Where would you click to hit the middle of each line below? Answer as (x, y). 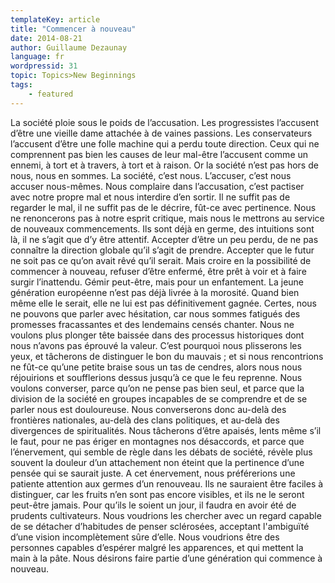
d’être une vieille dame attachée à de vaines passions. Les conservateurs (161, 133)
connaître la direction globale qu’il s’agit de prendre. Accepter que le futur (162, 250)
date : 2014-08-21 (46, 38)
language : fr (37, 57)
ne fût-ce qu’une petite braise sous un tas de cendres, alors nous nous (156, 367)
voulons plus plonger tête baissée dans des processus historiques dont (157, 335)
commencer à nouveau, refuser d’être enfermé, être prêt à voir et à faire (158, 271)
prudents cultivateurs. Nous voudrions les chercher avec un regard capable (166, 515)
